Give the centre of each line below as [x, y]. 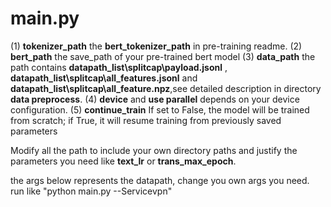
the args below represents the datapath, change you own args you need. [160, 180]
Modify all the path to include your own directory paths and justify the [154, 150]
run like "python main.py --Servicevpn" [91, 191]
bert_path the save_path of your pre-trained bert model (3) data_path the [163, 56]
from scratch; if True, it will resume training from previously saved [146, 120]
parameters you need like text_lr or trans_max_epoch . [123, 161]
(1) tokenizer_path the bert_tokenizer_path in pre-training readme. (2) [156, 46]
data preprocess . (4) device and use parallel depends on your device [155, 99]
